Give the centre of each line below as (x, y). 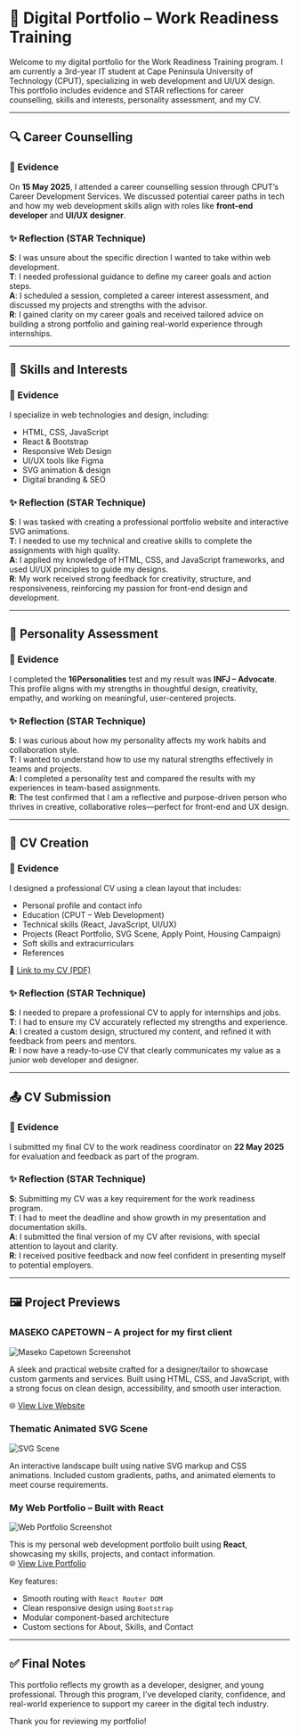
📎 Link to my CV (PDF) (50, 970)
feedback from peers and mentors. (73, 1041)
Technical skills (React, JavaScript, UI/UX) (99, 924)
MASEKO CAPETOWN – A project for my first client (121, 1333)
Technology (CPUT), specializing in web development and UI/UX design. (142, 80)
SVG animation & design (66, 470)
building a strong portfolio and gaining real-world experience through (136, 324)
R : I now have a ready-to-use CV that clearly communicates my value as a (145, 1050)
